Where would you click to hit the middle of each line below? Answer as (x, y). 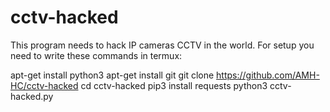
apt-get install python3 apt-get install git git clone (112, 75)
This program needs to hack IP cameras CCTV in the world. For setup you (162, 45)
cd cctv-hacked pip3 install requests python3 (174, 85)
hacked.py (32, 96)
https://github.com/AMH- (268, 75)
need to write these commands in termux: (96, 55)
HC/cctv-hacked (44, 85)
